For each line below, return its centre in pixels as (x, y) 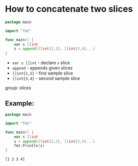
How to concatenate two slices (69, 9)
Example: (20, 103)
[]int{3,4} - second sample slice (46, 78)
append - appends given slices (42, 68)
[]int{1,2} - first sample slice (43, 73)
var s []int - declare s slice (41, 63)
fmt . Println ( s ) (29, 146)
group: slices (18, 88)
